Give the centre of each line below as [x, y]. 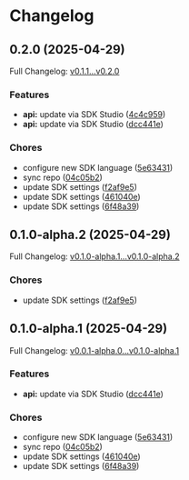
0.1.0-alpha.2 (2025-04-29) [90, 234]
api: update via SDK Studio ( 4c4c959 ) [94, 115]
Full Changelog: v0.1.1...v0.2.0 [65, 71]
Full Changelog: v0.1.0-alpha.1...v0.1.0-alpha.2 [94, 256]
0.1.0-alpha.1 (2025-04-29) [89, 329]
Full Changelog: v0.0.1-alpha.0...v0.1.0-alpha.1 [94, 350]
